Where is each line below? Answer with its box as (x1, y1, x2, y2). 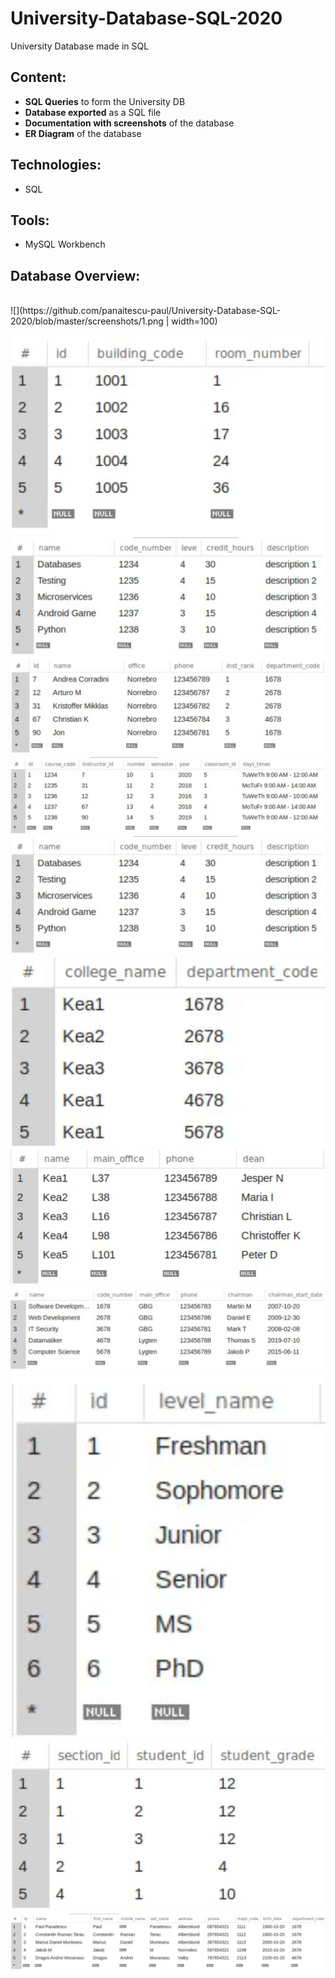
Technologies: (10, 157, 102, 174)
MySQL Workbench (24, 238, 106, 251)
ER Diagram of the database (24, 127, 142, 139)
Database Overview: (10, 267, 141, 284)
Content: (10, 69, 67, 86)
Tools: (10, 212, 50, 229)
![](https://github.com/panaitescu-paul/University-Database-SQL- (10, 305, 282, 317)
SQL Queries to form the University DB (24, 95, 186, 107)
